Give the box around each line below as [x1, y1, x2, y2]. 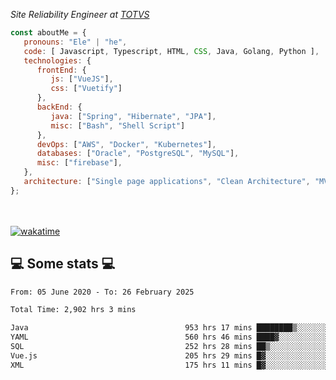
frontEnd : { [36, 65, 87, 75]
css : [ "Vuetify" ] [50, 84, 123, 94]
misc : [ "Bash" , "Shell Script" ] [50, 120, 186, 131]
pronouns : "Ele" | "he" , [23, 37, 128, 47]
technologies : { [23, 55, 92, 66]
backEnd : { [36, 102, 83, 112]
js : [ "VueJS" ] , [50, 74, 114, 84]
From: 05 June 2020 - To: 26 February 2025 [10, 287, 195, 297]
